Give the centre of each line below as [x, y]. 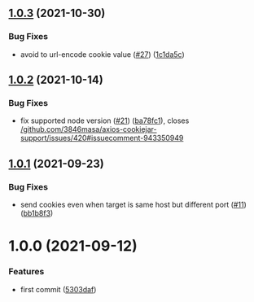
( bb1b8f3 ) [37, 213]
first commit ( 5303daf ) [58, 289]
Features [26, 272]
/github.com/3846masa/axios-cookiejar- [88, 129]
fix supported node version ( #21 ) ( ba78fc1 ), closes [105, 120]
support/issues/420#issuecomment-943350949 [102, 138]
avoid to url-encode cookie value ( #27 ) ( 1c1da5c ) [102, 54]
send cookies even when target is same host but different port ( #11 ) [133, 205]
